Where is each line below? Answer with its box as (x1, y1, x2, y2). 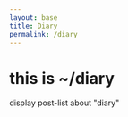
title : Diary (9, 21, 58, 30)
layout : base (9, 13, 58, 22)
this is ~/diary (9, 68, 115, 88)
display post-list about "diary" (9, 97, 120, 108)
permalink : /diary (9, 29, 78, 38)
